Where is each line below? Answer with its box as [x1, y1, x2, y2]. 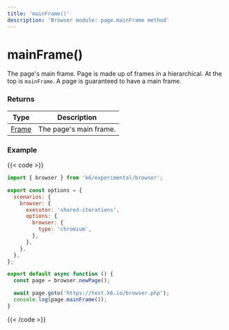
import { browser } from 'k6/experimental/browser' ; [7, 175, 164, 182]
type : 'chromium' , [38, 226, 92, 233]
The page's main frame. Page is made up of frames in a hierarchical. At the [7, 70, 223, 78]
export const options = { [7, 187, 82, 194]
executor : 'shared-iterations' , [25, 206, 120, 213]
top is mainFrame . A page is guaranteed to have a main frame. [7, 77, 182, 86]
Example [7, 145, 38, 155]
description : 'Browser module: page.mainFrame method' [7, 17, 170, 24]
